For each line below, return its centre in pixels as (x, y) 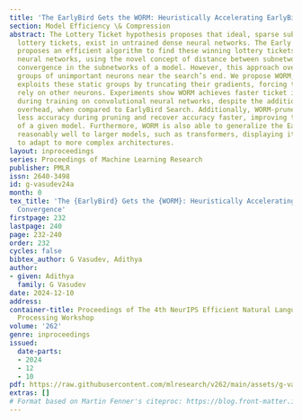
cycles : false (36, 251)
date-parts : (40, 351)
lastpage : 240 (36, 226)
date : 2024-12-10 (42, 293)
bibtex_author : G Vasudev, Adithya (76, 260)
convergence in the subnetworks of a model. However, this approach (148, 68)
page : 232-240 (36, 234)
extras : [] (30, 393)
